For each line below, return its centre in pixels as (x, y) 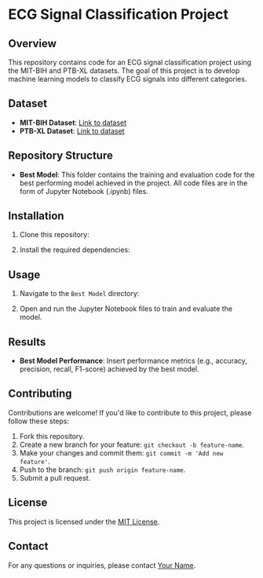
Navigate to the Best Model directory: (79, 294)
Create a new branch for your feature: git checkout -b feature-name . (132, 444)
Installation (36, 216)
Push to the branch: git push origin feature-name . (102, 470)
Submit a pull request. (55, 477)
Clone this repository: (54, 235)
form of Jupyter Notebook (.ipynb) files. (84, 191)
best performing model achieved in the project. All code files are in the (133, 183)
